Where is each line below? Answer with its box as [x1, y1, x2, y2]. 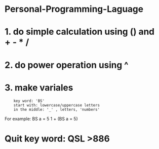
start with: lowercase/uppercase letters [13, 102, 100, 107]
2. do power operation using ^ [4, 59, 129, 70]
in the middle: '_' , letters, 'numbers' [13, 107, 100, 112]
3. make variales [4, 82, 74, 93]
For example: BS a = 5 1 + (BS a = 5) [4, 115, 78, 122]
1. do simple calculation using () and [4, 26, 155, 38]
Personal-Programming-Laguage [4, 3, 144, 15]
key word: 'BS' [13, 98, 45, 103]
